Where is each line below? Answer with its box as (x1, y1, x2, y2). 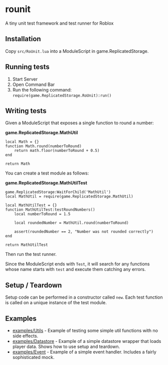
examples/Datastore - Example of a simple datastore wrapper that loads (12, 338, 161, 344)
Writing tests (5, 107, 47, 115)
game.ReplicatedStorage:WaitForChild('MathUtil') (5, 190, 111, 195)
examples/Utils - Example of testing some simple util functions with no (12, 328, 158, 333)
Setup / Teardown (5, 281, 62, 290)
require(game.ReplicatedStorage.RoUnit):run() (12, 93, 112, 98)
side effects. (12, 333, 39, 339)
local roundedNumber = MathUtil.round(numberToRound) (14, 220, 129, 226)
